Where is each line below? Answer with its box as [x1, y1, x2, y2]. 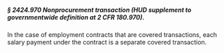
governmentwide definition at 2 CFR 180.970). [7, 13, 145, 21]
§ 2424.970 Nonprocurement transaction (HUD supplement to [7, 6, 192, 14]
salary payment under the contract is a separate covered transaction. [7, 38, 207, 46]
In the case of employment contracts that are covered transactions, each [7, 30, 218, 38]
